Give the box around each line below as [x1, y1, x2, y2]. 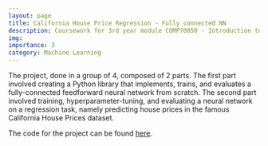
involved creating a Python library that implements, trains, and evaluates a [8, 79, 251, 89]
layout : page [8, 11, 52, 20]
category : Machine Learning [8, 49, 102, 57]
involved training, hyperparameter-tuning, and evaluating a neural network [8, 97, 253, 105]
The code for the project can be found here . [8, 128, 153, 138]
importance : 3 [8, 41, 56, 49]
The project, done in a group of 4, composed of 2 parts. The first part [8, 71, 237, 80]
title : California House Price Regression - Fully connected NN [8, 19, 227, 27]
